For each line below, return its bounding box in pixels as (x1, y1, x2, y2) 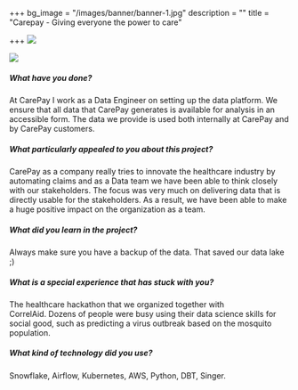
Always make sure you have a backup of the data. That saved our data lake (9, 247, 285, 257)
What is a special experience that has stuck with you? (9, 276, 214, 288)
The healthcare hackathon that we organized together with (9, 298, 225, 310)
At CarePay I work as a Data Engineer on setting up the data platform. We (9, 94, 278, 105)
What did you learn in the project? (9, 224, 138, 235)
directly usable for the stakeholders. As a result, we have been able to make (9, 194, 287, 205)
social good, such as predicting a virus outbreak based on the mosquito (9, 318, 272, 329)
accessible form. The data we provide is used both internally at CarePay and (9, 113, 289, 124)
